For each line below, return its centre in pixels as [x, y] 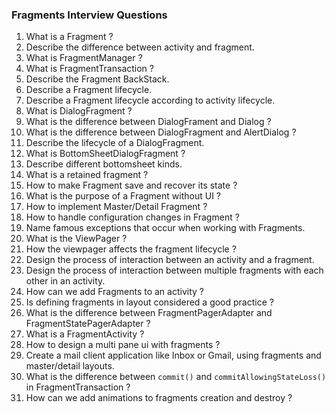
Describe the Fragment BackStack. [97, 79]
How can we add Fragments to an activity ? [114, 292]
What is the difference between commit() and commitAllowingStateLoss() [176, 377]
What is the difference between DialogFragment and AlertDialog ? [161, 132]
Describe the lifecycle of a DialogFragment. [115, 143]
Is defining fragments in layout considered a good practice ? [149, 302]
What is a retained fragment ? [87, 175]
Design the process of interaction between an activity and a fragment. [170, 260]
